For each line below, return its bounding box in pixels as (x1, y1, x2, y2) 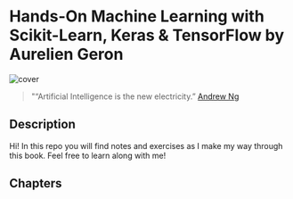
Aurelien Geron (9, 45, 124, 64)
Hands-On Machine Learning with (9, 6, 265, 27)
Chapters (9, 176, 62, 191)
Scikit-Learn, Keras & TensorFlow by (9, 25, 285, 46)
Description (9, 117, 76, 132)
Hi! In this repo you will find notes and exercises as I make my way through (9, 140, 283, 151)
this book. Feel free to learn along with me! (9, 150, 167, 161)
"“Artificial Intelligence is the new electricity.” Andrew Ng (30, 91, 240, 102)
